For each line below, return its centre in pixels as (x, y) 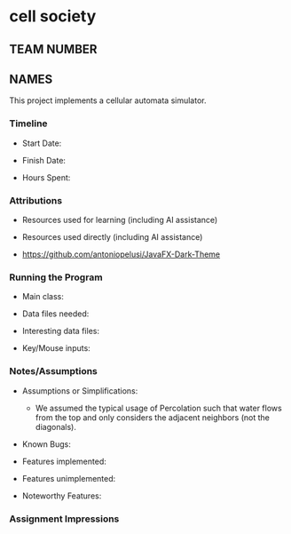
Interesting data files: (61, 331)
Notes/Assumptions (53, 371)
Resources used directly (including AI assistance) (112, 236)
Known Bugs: (46, 444)
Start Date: (42, 143)
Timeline (28, 124)
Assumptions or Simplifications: (80, 391)
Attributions (36, 200)
